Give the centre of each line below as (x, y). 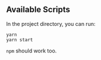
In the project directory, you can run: (51, 24)
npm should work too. (31, 51)
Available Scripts (38, 10)
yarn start (20, 40)
